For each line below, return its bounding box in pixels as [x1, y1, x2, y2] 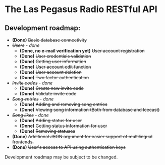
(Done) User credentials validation [19, 53, 91, 59]
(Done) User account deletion [19, 69, 82, 75]
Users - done [12, 42, 40, 48]
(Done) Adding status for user [19, 118, 82, 123]
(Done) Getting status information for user [19, 123, 107, 129]
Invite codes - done [12, 80, 53, 86]
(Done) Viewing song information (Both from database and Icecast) [19, 107, 160, 113]
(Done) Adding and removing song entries [19, 101, 108, 107]
